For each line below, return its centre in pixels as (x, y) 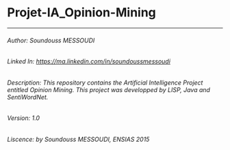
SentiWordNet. (28, 97)
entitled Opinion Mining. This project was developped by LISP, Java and (109, 89)
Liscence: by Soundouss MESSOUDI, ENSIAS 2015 (78, 139)
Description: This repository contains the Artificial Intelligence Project (105, 82)
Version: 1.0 (23, 118)
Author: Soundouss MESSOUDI (51, 40)
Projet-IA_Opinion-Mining (81, 13)
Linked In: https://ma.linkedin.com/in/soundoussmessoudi (89, 61)
